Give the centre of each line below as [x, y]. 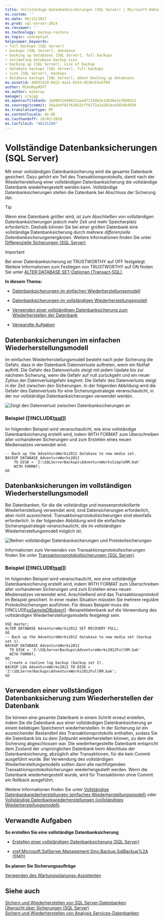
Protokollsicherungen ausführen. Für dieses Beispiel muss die [67, 605]
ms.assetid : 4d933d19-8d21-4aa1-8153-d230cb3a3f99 [58, 82]
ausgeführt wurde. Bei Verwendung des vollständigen [59, 759]
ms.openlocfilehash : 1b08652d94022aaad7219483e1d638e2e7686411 [71, 101]
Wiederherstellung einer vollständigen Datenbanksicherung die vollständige [81, 182]
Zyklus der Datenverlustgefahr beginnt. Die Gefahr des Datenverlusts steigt [81, 381]
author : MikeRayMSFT [26, 87]
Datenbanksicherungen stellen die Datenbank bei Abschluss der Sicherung [81, 193]
